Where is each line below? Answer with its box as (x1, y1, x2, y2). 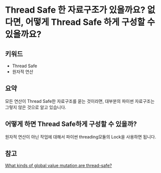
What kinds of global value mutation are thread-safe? (5, 163, 112, 169)
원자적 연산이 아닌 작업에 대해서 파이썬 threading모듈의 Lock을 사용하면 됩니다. (5, 134, 156, 139)
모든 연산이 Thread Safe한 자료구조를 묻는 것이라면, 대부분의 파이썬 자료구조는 (5, 98, 155, 104)
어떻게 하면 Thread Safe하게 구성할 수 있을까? (5, 120, 137, 128)
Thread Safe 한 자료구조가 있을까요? (5, 4, 145, 16)
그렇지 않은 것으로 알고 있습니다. (5, 104, 67, 110)
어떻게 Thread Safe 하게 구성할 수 (25, 17, 155, 28)
